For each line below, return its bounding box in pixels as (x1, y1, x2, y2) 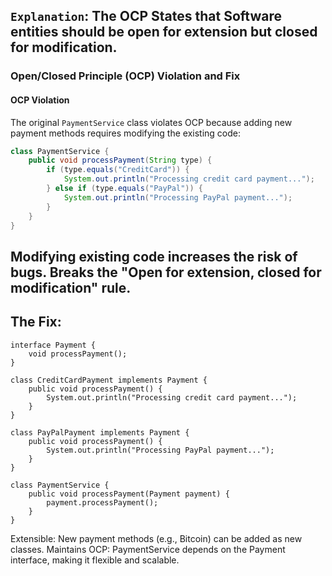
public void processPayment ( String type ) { (28, 155, 213, 166)
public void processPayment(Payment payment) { (28, 489, 230, 499)
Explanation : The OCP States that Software (10, 8, 282, 25)
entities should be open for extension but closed (10, 24, 318, 41)
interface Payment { (10, 340, 97, 350)
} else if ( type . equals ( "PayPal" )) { (46, 184, 203, 194)
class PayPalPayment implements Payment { (10, 427, 190, 438)
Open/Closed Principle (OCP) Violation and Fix (10, 69, 241, 83)
